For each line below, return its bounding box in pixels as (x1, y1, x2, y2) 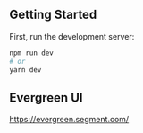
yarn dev (9, 65, 42, 75)
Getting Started (9, 7, 97, 22)
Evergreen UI (9, 90, 83, 105)
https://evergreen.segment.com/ (9, 114, 130, 125)
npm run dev (9, 49, 54, 58)
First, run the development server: (9, 31, 135, 41)
